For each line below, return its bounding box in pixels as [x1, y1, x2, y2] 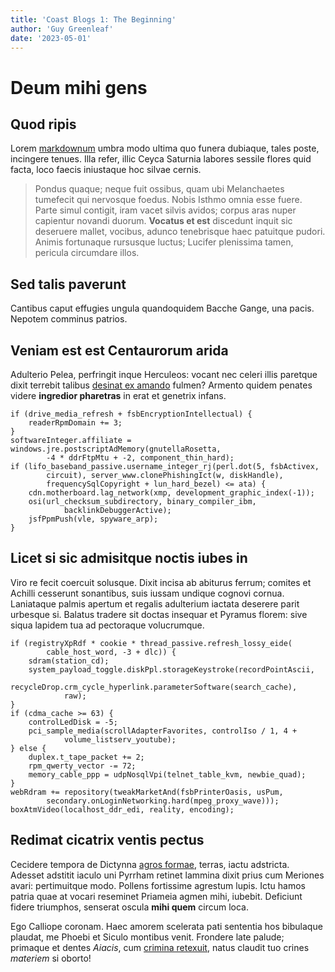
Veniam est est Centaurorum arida [10, 342, 229, 359]
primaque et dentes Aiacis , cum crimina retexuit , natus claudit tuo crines [10, 941, 310, 953]
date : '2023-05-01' [10, 33, 92, 43]
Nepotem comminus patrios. [10, 313, 128, 325]
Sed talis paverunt [10, 276, 127, 293]
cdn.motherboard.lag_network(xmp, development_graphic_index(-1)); [28, 488, 315, 498]
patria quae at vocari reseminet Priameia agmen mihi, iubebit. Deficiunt [10, 890, 303, 902]
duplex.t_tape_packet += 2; [28, 752, 145, 762]
